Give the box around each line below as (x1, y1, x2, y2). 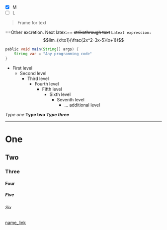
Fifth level (42, 86, 62, 92)
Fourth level (34, 80, 59, 86)
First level (12, 65, 33, 71)
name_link (5, 220, 26, 226)
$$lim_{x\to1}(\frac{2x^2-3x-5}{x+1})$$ (43, 37, 124, 43)
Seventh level (57, 96, 84, 102)
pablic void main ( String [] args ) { (5, 47, 79, 52)
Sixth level (49, 91, 71, 97)
